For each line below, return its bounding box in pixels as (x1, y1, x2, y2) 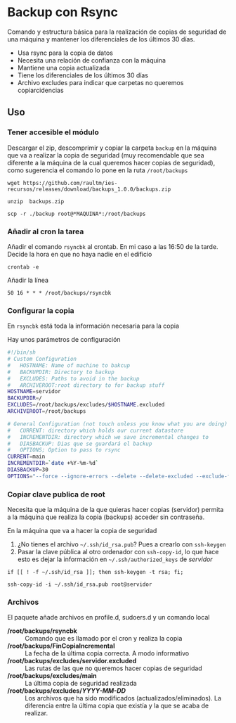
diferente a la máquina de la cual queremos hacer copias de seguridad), (7, 158, 216, 167)
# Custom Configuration (7, 356, 77, 363)
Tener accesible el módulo (7, 127, 100, 137)
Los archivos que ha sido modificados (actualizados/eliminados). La (25, 694, 222, 703)
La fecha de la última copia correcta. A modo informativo (25, 649, 190, 658)
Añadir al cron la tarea (7, 226, 84, 236)
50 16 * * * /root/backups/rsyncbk (7, 289, 112, 296)
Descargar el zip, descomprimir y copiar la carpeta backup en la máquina (7, 143, 217, 152)
